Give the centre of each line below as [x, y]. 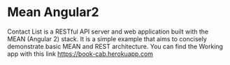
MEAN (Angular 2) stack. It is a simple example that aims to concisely [107, 38]
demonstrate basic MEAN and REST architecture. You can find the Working [115, 46]
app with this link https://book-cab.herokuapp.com [80, 54]
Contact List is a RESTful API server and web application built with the [108, 31]
